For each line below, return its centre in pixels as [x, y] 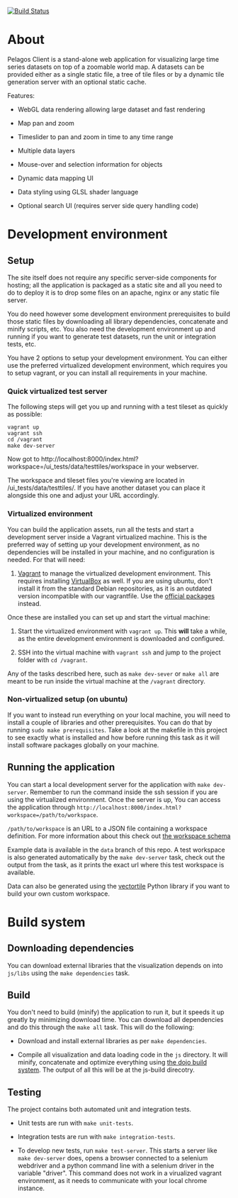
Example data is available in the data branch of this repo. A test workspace [116, 850]
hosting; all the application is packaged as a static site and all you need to [115, 285]
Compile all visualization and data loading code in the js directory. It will [123, 1055]
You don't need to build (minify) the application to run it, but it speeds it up [116, 1012]
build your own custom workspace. [59, 894]
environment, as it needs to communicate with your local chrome [112, 1181]
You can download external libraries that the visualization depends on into [115, 965]
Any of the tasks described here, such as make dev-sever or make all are [113, 674]
